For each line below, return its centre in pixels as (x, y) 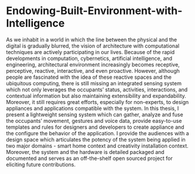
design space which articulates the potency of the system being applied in (96, 139)
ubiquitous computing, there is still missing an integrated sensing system (94, 83)
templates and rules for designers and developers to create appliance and (95, 127)
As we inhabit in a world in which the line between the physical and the (92, 39)
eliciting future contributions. (41, 164)
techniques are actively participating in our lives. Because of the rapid (90, 52)
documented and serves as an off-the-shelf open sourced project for (89, 158)
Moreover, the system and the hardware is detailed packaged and (85, 152)
